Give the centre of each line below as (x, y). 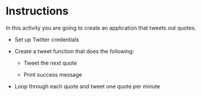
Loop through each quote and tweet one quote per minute (87, 86)
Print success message (53, 74)
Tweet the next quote (50, 63)
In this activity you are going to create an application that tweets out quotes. (101, 28)
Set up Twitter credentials (47, 39)
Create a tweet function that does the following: (74, 51)
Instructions (37, 11)
